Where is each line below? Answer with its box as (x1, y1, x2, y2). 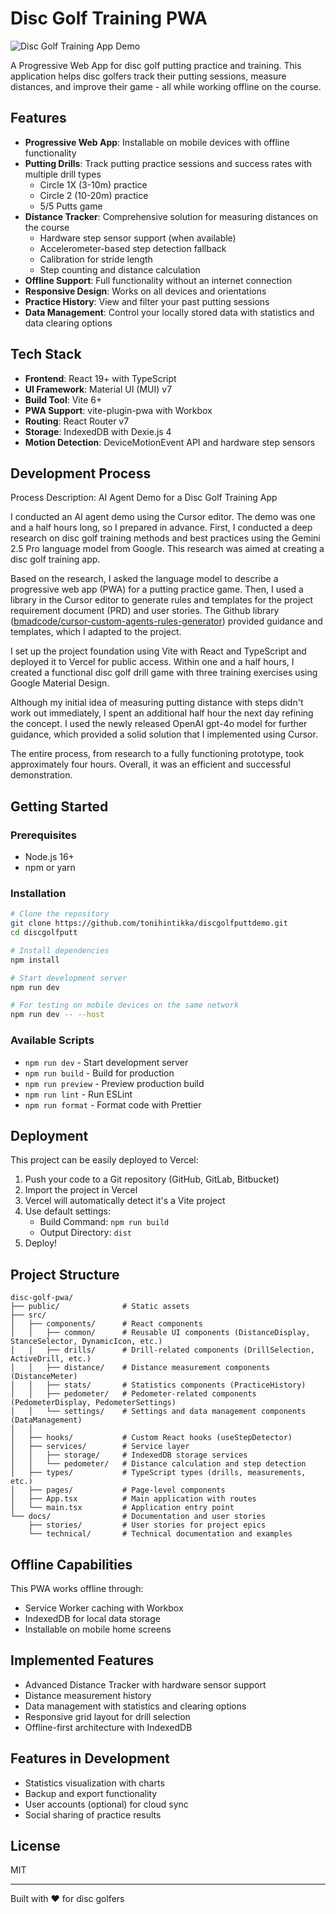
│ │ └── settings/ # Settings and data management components (10, 1407, 307, 1417)
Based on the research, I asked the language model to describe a (10, 573, 279, 585)
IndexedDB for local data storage (24, 1612, 161, 1624)
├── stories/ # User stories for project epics (28, 1520, 267, 1531)
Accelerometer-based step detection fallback (39, 242, 227, 254)
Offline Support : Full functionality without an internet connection (24, 274, 293, 286)
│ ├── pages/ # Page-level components (10, 1485, 226, 1496)
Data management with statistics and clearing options (24, 1700, 247, 1712)
